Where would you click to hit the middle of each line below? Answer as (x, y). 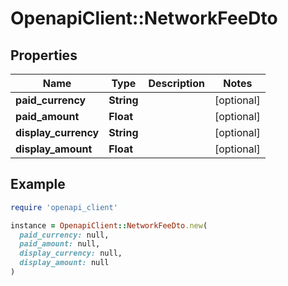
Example (38, 184)
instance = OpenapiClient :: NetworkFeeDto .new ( (109, 225)
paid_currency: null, (64, 235)
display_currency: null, (71, 253)
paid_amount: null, (60, 244)
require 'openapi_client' (64, 207)
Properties (44, 55)
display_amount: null (64, 263)
